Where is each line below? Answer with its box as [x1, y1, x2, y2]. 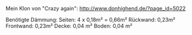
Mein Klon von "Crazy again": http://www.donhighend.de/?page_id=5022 [5, 5, 186, 12]
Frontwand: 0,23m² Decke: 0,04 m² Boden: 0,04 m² [5, 23, 132, 29]
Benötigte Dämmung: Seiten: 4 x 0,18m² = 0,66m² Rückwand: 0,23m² [5, 16, 176, 23]
